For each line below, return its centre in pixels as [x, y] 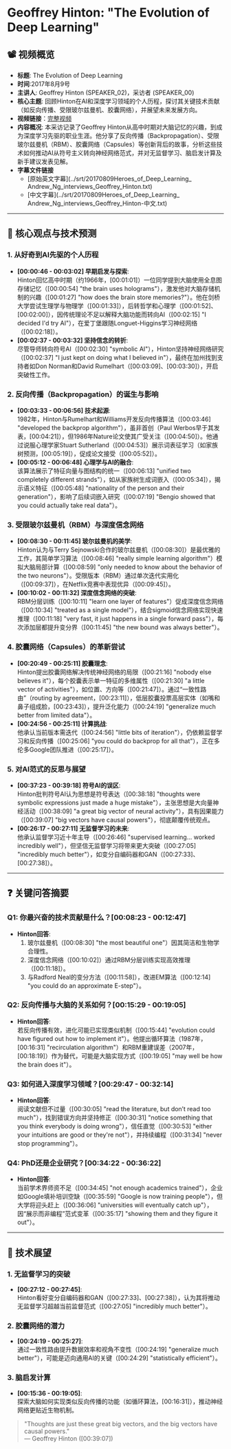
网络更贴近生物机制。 [47, 1410]
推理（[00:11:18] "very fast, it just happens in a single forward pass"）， [117, 619]
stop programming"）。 [49, 1144]
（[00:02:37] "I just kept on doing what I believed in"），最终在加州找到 [117, 357]
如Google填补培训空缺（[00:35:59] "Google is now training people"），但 [120, 1197]
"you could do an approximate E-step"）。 [86, 985]
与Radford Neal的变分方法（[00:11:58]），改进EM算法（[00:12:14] [119, 977]
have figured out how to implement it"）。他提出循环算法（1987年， [112, 1038]
